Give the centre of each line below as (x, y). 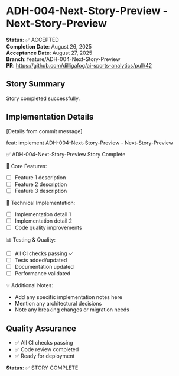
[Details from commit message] (44, 131)
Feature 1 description (40, 177)
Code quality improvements (48, 227)
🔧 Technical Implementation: (41, 203)
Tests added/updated (41, 260)
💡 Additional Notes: (30, 285)
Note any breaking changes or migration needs (72, 310)
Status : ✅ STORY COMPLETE (42, 368)
